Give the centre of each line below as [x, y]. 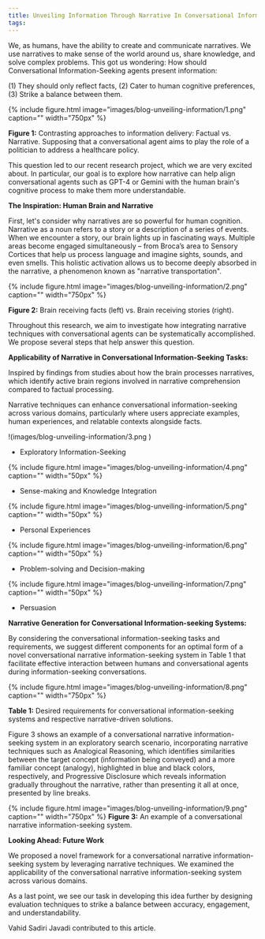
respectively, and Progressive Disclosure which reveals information [117, 776]
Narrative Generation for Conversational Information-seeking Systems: [127, 623]
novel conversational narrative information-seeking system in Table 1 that [127, 654]
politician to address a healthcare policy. [74, 150]
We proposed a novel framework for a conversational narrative [110, 855]
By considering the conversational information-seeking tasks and [114, 638]
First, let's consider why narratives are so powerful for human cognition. [125, 221]
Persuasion [38, 607]
